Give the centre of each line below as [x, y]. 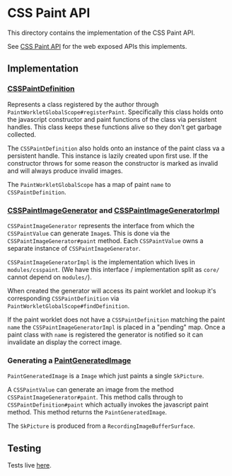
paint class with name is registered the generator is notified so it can [105, 334]
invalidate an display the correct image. [65, 342]
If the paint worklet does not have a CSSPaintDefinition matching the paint [116, 319]
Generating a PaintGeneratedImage [69, 361]
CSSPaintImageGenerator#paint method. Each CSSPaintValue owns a [105, 240]
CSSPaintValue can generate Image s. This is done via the [89, 233]
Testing [24, 448]
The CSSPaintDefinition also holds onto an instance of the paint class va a [116, 148]
